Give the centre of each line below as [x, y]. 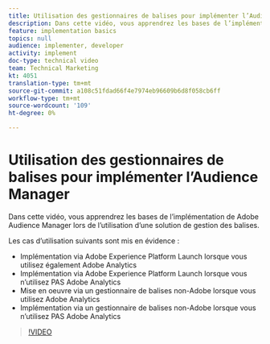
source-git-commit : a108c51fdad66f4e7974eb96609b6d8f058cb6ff [115, 91]
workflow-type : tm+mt [45, 98]
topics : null [30, 38]
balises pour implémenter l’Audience [133, 177]
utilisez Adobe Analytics [60, 299]
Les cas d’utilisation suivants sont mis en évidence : [94, 240]
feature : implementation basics [62, 31]
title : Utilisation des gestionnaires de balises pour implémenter [124, 16]
